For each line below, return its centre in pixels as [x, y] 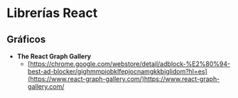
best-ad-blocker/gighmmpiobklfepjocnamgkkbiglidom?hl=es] [117, 71]
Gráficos [26, 39]
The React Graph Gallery [54, 56]
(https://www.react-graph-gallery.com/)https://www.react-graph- [124, 79]
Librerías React [52, 13]
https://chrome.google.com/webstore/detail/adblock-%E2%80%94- [130, 64]
